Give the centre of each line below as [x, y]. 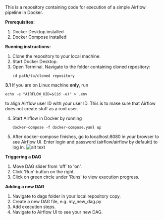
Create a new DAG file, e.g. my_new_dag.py [57, 201]
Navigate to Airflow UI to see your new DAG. [57, 212]
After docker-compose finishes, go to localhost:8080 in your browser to [86, 137]
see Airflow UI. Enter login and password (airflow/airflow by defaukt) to [85, 142]
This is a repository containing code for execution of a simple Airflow [76, 7]
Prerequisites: [20, 22]
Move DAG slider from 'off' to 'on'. [47, 166]
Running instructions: [28, 46]
